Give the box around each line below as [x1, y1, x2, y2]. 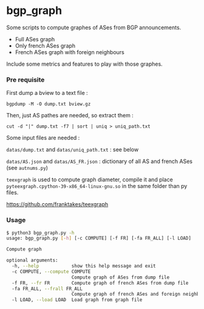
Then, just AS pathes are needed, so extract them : [6, 112, 134, 119]
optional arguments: [6, 257, 59, 263]
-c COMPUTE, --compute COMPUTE [12, 268, 91, 274]
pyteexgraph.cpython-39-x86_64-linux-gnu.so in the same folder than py [6, 182, 188, 190]
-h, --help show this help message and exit [12, 263, 156, 269]
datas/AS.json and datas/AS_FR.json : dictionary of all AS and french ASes [6, 158, 193, 165]
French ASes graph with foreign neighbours [15, 48, 124, 55]
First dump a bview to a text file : [6, 89, 88, 97]
